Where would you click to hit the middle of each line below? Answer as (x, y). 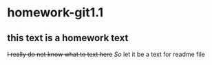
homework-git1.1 (55, 13)
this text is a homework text (68, 38)
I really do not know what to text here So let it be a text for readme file (106, 54)
